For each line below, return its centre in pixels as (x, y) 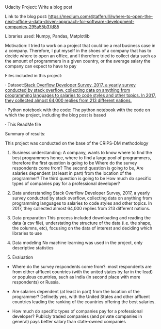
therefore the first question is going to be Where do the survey (74, 163)
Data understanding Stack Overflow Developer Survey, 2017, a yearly (81, 193)
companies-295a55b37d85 (32, 27)
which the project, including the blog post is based (56, 115)
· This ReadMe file (23, 124)
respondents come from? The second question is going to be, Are (78, 168)
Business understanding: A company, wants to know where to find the (82, 153)
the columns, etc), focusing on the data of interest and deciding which (82, 228)
